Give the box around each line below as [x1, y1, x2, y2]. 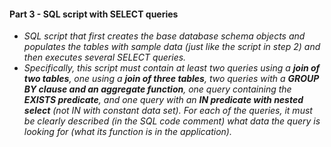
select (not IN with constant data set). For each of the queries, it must [23, 105, 313, 117]
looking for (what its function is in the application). [23, 126, 232, 138]
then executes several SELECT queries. [23, 51, 187, 64]
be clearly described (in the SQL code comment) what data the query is [23, 115, 321, 127]
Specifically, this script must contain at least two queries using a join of [23, 62, 321, 74]
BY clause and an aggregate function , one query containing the [23, 83, 292, 95]
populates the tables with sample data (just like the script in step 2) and [23, 41, 321, 53]
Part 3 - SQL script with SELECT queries [9, 8, 179, 20]
